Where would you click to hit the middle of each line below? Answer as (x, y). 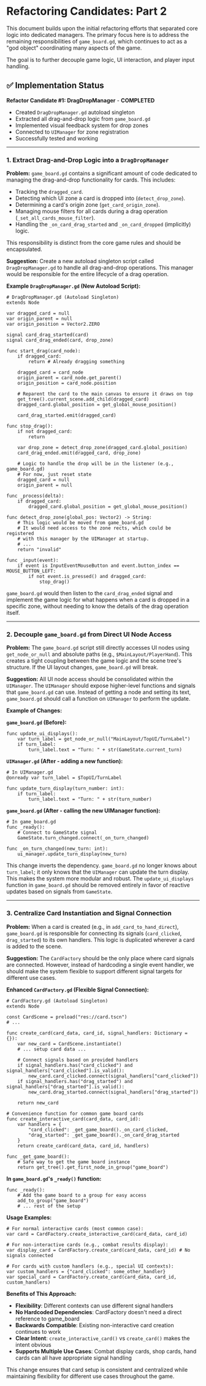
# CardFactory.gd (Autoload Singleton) (57, 1001)
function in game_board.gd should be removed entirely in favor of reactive (98, 885)
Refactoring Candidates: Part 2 (87, 11)
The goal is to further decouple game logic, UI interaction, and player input (101, 60)
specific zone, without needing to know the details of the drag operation (97, 606)
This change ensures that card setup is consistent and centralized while (97, 1369)
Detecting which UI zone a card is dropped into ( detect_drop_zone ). (100, 198)
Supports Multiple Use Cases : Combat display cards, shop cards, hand (106, 1351)
